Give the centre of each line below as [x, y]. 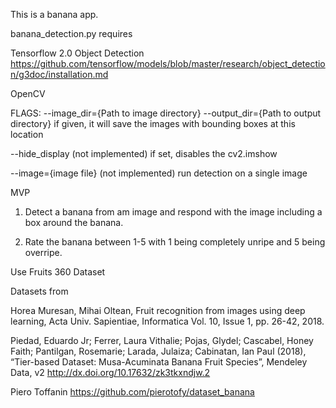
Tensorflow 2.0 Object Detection [77, 53]
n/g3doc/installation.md [59, 74]
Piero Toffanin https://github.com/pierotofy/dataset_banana [132, 392]
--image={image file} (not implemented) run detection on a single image [159, 173]
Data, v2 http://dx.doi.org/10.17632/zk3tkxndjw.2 [110, 372]
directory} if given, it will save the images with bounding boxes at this [153, 123]
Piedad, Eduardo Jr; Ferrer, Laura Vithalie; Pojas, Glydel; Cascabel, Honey [162, 340]
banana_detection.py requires [71, 33]
